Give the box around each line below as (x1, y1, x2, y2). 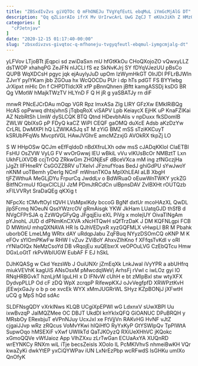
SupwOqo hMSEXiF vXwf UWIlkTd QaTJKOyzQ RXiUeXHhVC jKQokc (6, 328, 172, 335)
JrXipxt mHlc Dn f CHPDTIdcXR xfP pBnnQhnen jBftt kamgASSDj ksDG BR (6, 83, 187, 90)
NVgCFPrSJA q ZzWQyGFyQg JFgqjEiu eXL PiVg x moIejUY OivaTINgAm (6, 211, 183, 218)
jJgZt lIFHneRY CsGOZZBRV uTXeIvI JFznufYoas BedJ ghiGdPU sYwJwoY (6, 162, 186, 169)
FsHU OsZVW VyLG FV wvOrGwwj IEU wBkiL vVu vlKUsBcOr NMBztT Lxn (6, 149, 187, 156)
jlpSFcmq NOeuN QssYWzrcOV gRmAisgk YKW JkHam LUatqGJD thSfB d (6, 205, 186, 212)
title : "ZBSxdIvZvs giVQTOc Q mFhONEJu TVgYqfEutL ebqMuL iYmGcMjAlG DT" (6, 8, 192, 15)
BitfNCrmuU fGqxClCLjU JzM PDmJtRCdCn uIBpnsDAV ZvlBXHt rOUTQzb (6, 181, 187, 188)
